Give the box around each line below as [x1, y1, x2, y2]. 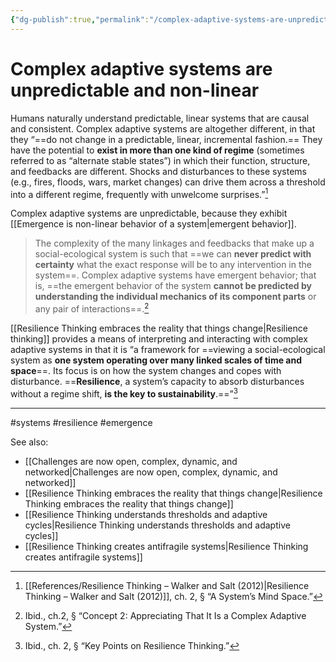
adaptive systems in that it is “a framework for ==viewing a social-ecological [10, 343, 326, 355]
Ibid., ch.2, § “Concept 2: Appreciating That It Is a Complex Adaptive [24, 609, 307, 621]
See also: [10, 436, 49, 448]
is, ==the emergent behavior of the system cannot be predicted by [34, 280, 312, 292]
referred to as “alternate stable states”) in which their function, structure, [10, 154, 311, 166]
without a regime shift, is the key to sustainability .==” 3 [10, 386, 238, 400]
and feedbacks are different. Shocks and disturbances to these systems [10, 165, 307, 177]
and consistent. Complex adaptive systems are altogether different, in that [10, 122, 316, 135]
